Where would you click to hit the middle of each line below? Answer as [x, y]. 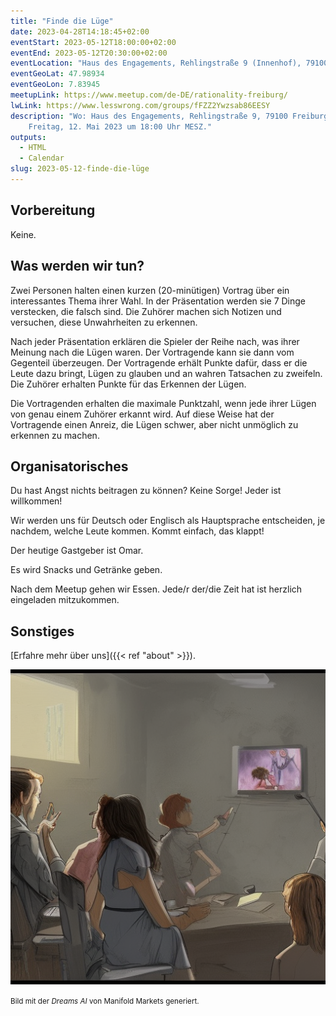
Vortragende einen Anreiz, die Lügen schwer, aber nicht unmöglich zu [154, 424]
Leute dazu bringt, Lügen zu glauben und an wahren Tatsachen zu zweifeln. [166, 373]
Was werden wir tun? [77, 266]
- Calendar [42, 158]
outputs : [28, 137]
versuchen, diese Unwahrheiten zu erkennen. [104, 322]
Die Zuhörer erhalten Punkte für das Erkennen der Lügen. [128, 384]
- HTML [33, 148]
